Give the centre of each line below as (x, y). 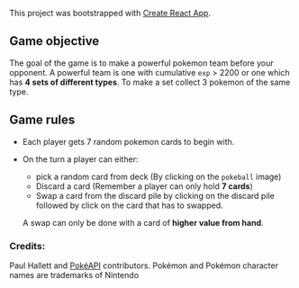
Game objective (54, 41)
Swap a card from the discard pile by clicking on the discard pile (155, 195)
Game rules (42, 120)
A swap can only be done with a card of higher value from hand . (143, 222)
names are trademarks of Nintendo (74, 274)
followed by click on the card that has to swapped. (129, 205)
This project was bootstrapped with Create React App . (110, 13)
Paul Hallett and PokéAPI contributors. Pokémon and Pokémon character (144, 265)
